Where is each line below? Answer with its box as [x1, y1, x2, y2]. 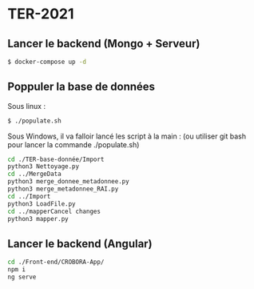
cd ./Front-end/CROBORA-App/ [7, 258, 105, 267]
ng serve [7, 273, 37, 281]
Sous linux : [7, 101, 46, 110]
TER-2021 [7, 5, 74, 23]
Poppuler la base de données [7, 80, 156, 94]
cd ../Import [7, 192, 51, 200]
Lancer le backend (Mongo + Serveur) [7, 37, 200, 50]
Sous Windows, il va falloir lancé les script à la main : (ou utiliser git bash [7, 131, 247, 141]
